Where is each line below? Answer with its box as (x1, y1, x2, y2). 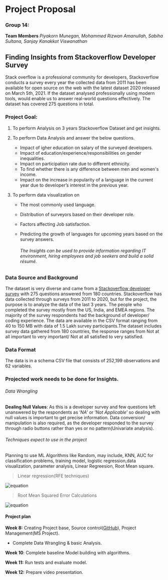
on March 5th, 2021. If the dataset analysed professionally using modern (5, 90, 155, 96)
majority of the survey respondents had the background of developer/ (5, 312, 149, 318)
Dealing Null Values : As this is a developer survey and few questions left (5, 404, 156, 410)
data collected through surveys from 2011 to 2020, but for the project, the (5, 296, 157, 302)
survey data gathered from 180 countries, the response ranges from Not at (5, 329, 159, 335)
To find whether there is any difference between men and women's (20, 166, 159, 172)
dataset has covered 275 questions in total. (5, 101, 94, 107)
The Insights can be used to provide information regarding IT (20, 248, 146, 254)
